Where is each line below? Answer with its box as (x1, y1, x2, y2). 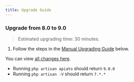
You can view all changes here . (5, 56, 71, 62)
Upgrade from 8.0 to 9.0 (5, 24, 66, 31)
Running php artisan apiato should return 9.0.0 (12, 65, 115, 71)
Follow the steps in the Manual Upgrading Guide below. (12, 45, 129, 51)
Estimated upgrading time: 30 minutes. (17, 36, 100, 42)
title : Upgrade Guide (5, 7, 52, 13)
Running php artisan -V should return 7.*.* (12, 71, 106, 77)
